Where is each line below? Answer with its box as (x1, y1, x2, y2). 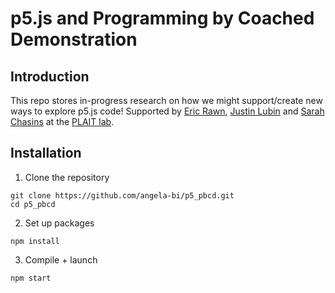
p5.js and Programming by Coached (10, 7, 315, 30)
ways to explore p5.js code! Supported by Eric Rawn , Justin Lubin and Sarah (10, 105, 325, 117)
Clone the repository (24, 171, 110, 183)
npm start (10, 273, 52, 283)
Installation (10, 145, 82, 162)
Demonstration (10, 28, 138, 51)
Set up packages (24, 217, 95, 229)
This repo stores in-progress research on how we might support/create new (10, 95, 323, 106)
